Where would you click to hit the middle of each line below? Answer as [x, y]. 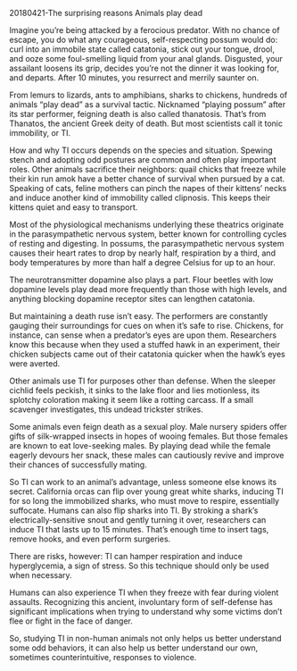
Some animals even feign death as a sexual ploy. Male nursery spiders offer [148, 427]
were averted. [35, 364]
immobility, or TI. [40, 133]
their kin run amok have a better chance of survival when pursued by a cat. [147, 179]
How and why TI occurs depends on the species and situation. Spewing [141, 150]
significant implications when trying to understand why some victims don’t [146, 612]
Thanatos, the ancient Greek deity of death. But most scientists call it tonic [146, 123]
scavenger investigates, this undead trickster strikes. [106, 409]
